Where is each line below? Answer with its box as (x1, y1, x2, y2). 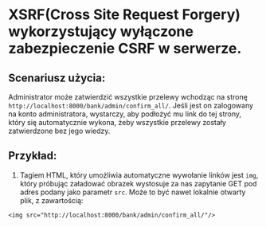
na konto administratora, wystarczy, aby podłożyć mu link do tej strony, (8, 109, 241, 119)
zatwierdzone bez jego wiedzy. (8, 126, 111, 135)
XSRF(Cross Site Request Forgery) (8, 6, 241, 24)
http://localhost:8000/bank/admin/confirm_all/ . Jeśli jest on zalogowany (8, 101, 253, 110)
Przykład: (8, 149, 57, 162)
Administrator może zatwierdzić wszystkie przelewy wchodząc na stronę (8, 92, 248, 101)
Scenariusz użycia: (8, 71, 106, 84)
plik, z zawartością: (19, 195, 84, 205)
